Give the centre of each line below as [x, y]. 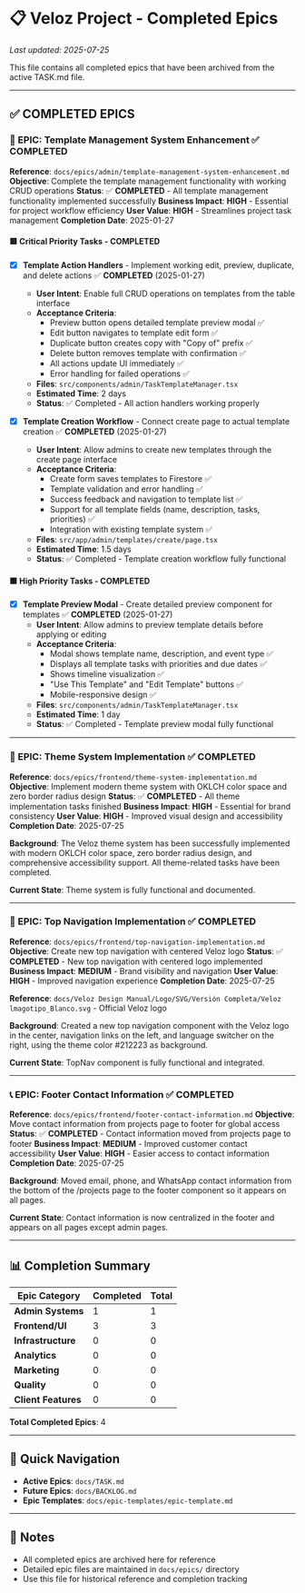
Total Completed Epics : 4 [58, 1422]
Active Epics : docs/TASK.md [73, 1481]
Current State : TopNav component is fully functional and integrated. [137, 1062]
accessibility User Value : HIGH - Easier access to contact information [140, 1154]
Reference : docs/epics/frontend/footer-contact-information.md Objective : [152, 1114]
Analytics [35, 1355]
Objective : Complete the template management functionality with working [148, 181]
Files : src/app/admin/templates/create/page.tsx [127, 539]
